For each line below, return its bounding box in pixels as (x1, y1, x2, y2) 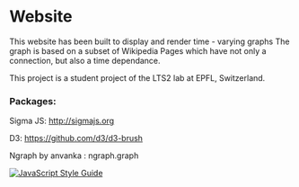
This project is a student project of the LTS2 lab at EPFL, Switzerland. (9, 72, 266, 83)
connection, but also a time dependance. (9, 55, 161, 66)
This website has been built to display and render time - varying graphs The (9, 36, 290, 47)
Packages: (9, 94, 57, 107)
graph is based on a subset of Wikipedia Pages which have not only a (9, 45, 267, 56)
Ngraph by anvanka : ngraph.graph (9, 150, 139, 161)
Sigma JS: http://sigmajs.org (9, 115, 115, 127)
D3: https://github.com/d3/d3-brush (9, 133, 144, 144)
